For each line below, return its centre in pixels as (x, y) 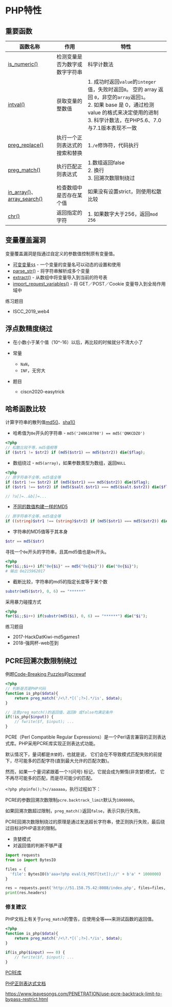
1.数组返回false (106, 163)
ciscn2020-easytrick (42, 391)
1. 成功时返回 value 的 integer (122, 82)
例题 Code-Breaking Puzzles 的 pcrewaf (46, 674)
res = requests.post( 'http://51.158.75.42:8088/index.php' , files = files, (86, 888)
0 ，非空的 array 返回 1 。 (121, 97)
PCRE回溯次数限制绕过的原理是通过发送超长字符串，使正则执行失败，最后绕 (85, 822)
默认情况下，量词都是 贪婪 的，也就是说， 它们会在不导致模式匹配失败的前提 (84, 754)
